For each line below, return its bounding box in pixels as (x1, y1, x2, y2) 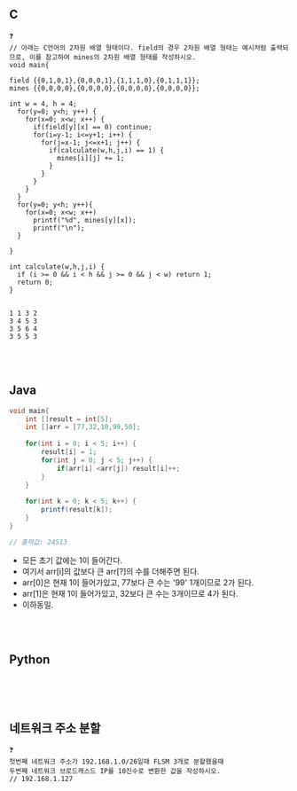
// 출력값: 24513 (9, 537, 68, 546)
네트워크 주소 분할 (9, 720, 101, 735)
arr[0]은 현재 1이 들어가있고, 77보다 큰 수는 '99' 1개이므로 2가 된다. (21, 576, 254, 588)
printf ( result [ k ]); (41, 505, 113, 514)
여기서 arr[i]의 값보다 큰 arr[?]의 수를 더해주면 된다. (21, 566, 199, 576)
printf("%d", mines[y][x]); (32, 215, 137, 224)
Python (9, 652, 51, 668)
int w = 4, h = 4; (9, 99, 77, 108)
